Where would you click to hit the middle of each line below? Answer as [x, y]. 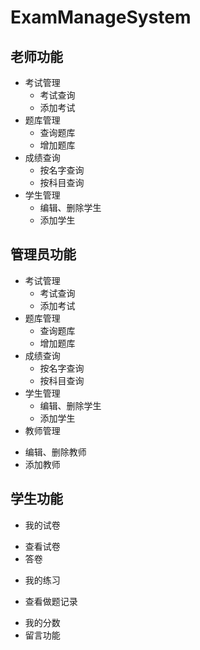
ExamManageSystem [101, 17]
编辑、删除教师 [55, 452]
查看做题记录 [51, 601]
